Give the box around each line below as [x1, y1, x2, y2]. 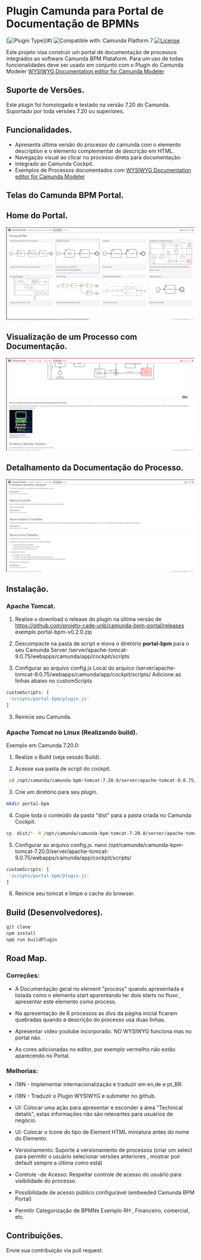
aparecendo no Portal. [14, 1052, 71, 1059]
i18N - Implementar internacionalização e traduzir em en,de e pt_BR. [14, 1080, 184, 1087]
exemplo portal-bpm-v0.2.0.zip [14, 628, 93, 635]
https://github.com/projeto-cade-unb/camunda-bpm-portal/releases [14, 622, 184, 629]
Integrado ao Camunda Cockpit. [14, 160, 94, 167]
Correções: [6, 971, 40, 980]
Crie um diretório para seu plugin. [14, 789, 98, 796]
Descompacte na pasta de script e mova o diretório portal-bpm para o [14, 640, 190, 647]
